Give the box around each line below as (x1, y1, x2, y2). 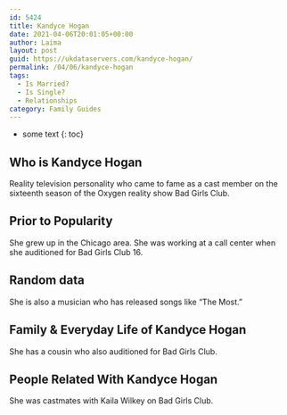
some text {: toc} (21, 129, 85, 139)
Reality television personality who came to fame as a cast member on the (9, 178, 278, 189)
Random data (9, 273, 85, 288)
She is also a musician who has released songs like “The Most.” (9, 296, 243, 307)
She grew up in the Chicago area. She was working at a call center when (9, 237, 276, 248)
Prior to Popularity (9, 213, 113, 228)
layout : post (9, 46, 58, 55)
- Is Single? (17, 87, 66, 96)
